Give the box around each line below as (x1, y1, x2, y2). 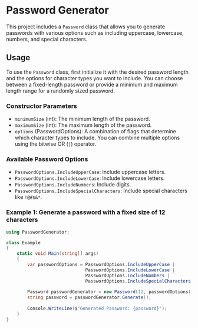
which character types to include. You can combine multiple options (14, 134, 180, 142)
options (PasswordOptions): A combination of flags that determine (14, 128, 177, 135)
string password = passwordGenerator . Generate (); (27, 294, 151, 301)
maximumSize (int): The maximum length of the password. (14, 122, 152, 129)
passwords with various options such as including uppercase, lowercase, (6, 29, 184, 36)
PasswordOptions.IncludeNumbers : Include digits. (14, 181, 131, 188)
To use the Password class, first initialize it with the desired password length (6, 68, 189, 76)
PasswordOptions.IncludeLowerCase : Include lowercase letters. (14, 175, 165, 182)
